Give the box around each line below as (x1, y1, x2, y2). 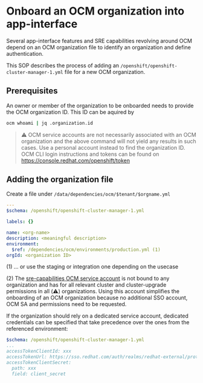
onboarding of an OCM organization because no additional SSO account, (6, 294, 188, 301)
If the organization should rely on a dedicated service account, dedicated (6, 312, 189, 319)
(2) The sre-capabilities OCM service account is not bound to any (6, 275, 170, 282)
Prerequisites (6, 86, 58, 96)
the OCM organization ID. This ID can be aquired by (6, 108, 135, 116)
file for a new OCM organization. (64, 68, 146, 75)
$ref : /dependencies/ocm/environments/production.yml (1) (11, 247, 161, 253)
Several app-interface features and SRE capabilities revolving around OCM (6, 37, 192, 44)
